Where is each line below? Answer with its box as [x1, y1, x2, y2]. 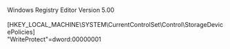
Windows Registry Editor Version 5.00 [7, 6, 115, 14]
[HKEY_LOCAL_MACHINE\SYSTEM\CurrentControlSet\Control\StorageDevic [7, 21, 224, 28]
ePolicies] [7, 28, 36, 36]
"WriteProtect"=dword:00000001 [7, 35, 101, 43]
